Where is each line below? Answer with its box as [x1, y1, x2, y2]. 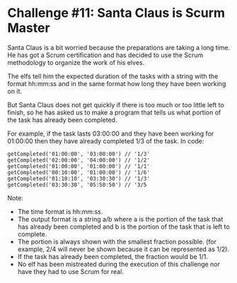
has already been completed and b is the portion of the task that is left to [17, 222, 230, 231]
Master [7, 20, 51, 36]
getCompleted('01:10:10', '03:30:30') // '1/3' [7, 175, 151, 182]
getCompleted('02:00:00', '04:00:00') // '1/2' [7, 157, 151, 164]
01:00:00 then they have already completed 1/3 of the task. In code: [7, 136, 204, 145]
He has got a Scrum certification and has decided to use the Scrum [7, 51, 204, 59]
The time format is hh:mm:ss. [17, 207, 103, 216]
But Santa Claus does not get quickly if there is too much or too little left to [7, 100, 224, 109]
